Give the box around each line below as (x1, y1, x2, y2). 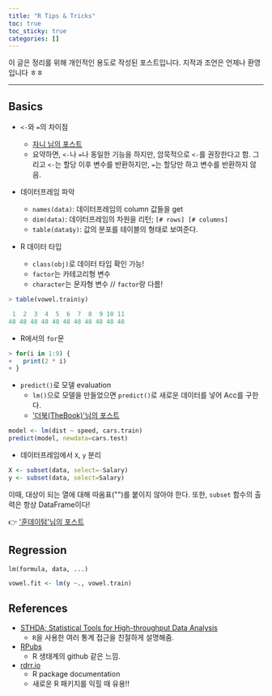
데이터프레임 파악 (19, 187, 75, 197)
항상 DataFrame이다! (23, 500, 91, 509)
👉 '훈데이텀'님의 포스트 (8, 517, 85, 526)
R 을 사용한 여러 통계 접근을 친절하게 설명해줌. (32, 633, 175, 642)
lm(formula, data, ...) (8, 565, 89, 573)
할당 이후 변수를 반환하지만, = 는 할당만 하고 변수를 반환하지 (63, 160, 249, 170)
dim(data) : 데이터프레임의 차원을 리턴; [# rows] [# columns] (32, 214, 228, 224)
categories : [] (8, 34, 60, 43)
